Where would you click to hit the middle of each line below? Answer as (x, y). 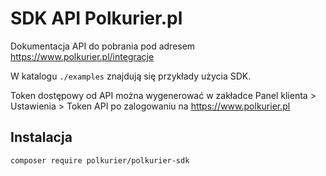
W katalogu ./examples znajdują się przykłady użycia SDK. (131, 76)
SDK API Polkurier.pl (96, 18)
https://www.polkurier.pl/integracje (82, 56)
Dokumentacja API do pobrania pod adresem (103, 46)
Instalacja (41, 137)
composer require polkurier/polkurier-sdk (100, 160)
